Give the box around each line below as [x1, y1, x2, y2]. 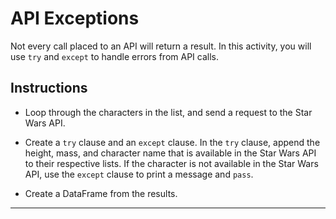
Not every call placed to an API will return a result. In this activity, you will [10, 40, 312, 52]
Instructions [10, 80, 88, 97]
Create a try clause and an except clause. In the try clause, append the [24, 136, 321, 148]
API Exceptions [10, 7, 140, 30]
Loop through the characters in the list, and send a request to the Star [24, 106, 313, 118]
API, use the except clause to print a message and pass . [24, 168, 254, 180]
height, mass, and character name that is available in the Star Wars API [24, 147, 317, 159]
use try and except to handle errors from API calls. [10, 50, 219, 62]
